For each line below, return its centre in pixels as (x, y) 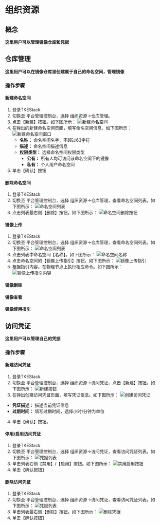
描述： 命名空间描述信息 (44, 146)
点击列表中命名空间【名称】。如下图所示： (54, 255)
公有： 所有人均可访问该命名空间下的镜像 (68, 158)
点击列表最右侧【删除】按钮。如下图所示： (55, 213)
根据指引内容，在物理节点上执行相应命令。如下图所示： (67, 267)
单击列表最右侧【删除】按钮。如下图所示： (55, 512)
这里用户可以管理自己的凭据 (33, 338)
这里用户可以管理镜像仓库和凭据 (37, 42)
